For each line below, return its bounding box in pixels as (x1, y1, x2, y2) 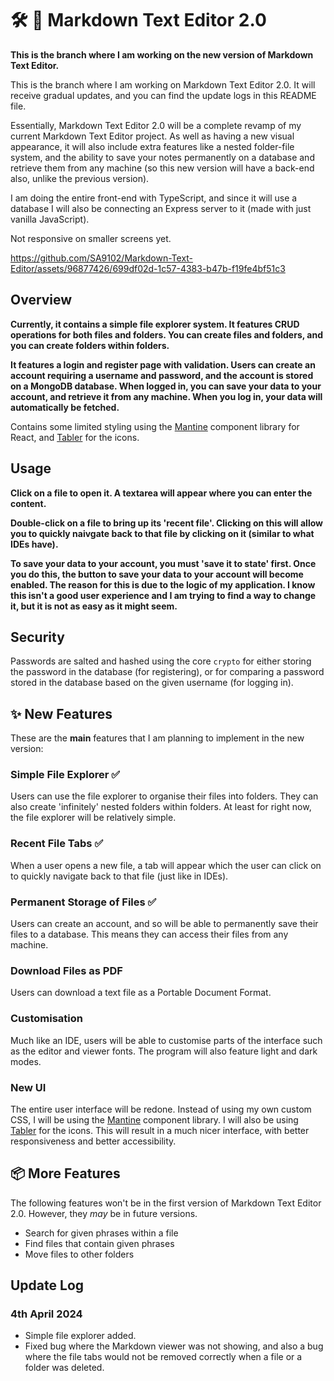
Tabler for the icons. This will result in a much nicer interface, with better (10, 1124, 310, 1136)
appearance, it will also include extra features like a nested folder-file (10, 140, 295, 152)
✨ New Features (10, 705, 113, 722)
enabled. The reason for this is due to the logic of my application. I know (10, 578, 316, 591)
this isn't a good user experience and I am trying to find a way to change (10, 589, 317, 601)
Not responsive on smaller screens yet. (10, 232, 172, 244)
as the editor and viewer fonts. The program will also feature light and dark (10, 1045, 318, 1057)
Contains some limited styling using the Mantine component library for (10, 420, 300, 432)
